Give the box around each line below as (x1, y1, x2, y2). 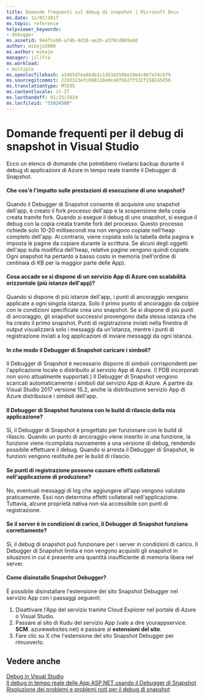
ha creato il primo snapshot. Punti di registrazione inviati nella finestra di (6, 319, 188, 327)
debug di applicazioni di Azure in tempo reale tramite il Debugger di (6, 166, 176, 173)
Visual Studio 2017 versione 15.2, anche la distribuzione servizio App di (6, 386, 185, 393)
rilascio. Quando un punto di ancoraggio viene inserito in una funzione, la (6, 433, 191, 440)
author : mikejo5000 (6, 43, 56, 50)
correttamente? (6, 527, 47, 534)
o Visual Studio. (15, 612, 55, 619)
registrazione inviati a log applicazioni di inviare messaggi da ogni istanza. (6, 332, 193, 339)
